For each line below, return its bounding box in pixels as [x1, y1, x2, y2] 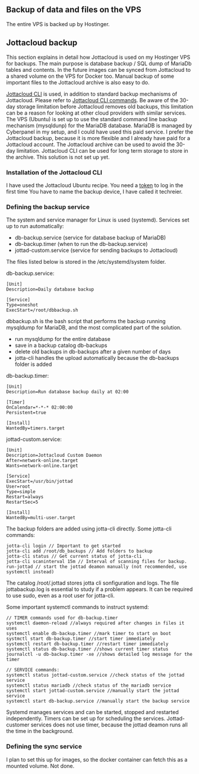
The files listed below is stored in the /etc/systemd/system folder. [6, 258, 166, 266]
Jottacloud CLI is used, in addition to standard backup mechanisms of [6, 90, 178, 97]
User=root [6, 484, 31, 489]
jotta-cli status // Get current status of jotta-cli [6, 554, 143, 560]
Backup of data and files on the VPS [6, 5, 141, 15]
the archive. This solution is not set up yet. [6, 153, 110, 160]
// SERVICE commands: [6, 667, 60, 673]
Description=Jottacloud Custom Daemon [6, 453, 102, 459]
